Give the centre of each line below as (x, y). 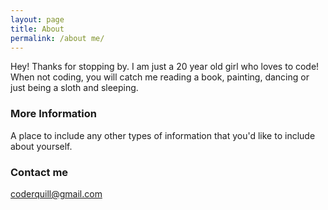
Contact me (39, 172)
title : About (37, 29)
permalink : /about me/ (57, 38)
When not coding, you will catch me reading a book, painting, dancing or (160, 77)
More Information (53, 114)
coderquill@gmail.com (56, 193)
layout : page (37, 19)
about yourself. (41, 146)
